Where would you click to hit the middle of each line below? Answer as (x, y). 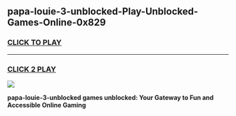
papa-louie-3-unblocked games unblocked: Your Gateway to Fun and (111, 97)
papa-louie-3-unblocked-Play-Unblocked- (103, 12)
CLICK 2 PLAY (32, 69)
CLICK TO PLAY (34, 43)
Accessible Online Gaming (47, 105)
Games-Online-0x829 (57, 23)
